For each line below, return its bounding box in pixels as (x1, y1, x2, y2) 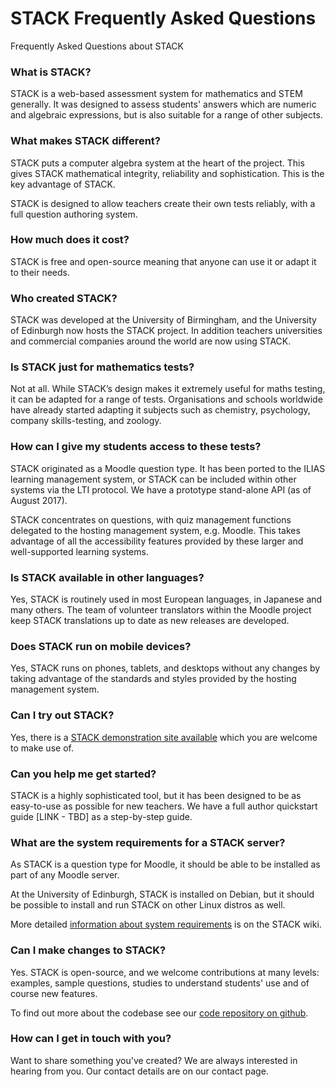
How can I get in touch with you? (10, 1032, 172, 1046)
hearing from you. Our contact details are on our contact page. (10, 1065, 269, 1077)
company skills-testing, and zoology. (10, 415, 162, 427)
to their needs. (10, 266, 70, 278)
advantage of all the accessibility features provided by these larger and (10, 535, 304, 547)
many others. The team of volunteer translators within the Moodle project (10, 604, 312, 616)
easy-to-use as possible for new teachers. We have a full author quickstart (10, 800, 318, 812)
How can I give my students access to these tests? (10, 440, 262, 454)
